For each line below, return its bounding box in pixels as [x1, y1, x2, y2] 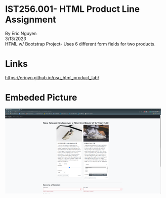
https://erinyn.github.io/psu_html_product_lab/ [5, 74, 100, 80]
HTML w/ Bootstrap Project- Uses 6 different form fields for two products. [5, 41, 156, 47]
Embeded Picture [5, 92, 78, 103]
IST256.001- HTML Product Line [5, 3, 140, 15]
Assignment [5, 14, 56, 25]
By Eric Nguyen [5, 30, 37, 36]
